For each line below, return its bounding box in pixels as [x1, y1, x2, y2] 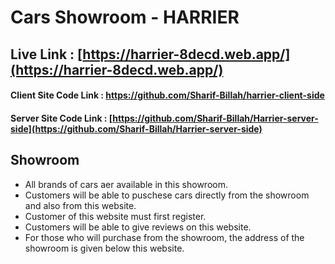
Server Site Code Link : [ [10, 112, 113, 124]
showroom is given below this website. [24, 242, 185, 254]
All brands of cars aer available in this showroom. [24, 178, 228, 190]
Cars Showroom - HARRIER [10, 6, 240, 29]
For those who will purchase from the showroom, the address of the [24, 231, 305, 243]
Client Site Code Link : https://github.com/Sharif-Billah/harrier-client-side [10, 89, 325, 101]
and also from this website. [24, 199, 137, 211]
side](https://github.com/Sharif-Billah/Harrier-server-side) [10, 122, 263, 135]
